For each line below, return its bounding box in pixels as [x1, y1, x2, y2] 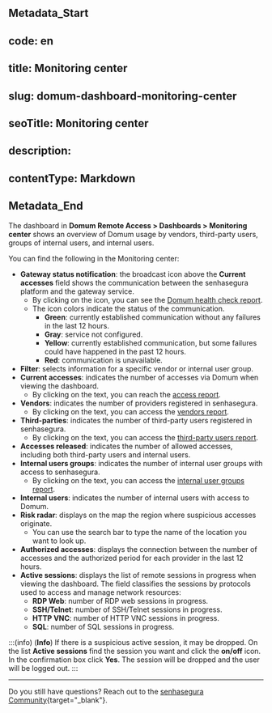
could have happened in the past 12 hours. [44, 346, 186, 356]
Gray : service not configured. [44, 329, 143, 339]
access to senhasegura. [19, 467, 100, 477]
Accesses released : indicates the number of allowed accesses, [19, 441, 233, 451]
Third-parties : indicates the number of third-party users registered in [19, 415, 253, 425]
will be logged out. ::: [8, 663, 79, 673]
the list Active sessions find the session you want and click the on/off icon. [8, 646, 261, 656]
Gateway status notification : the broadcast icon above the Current [19, 269, 246, 278]
